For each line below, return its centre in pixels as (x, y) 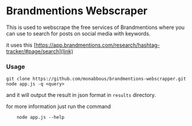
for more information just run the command (58, 106)
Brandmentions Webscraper (77, 11)
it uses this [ (21, 45)
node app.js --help (41, 117)
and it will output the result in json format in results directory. (81, 95)
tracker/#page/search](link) (40, 51)
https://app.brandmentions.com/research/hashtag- (97, 45)
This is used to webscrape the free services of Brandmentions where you (95, 27)
